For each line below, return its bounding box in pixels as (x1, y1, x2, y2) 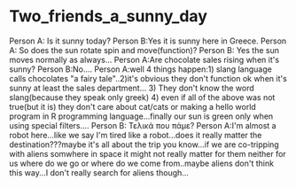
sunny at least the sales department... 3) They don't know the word (9, 82, 254, 93)
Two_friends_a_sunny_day (9, 6, 208, 27)
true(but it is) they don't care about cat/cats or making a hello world (9, 101, 257, 112)
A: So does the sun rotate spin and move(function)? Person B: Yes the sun (9, 44, 279, 55)
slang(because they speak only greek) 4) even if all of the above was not (9, 91, 276, 103)
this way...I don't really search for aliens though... (9, 167, 189, 178)
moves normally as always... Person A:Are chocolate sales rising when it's (9, 54, 280, 65)
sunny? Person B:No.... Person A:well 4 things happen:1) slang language (9, 64, 272, 74)
